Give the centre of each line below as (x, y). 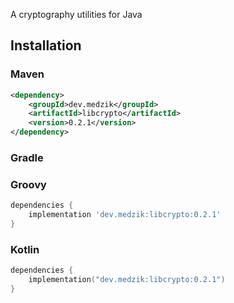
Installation (46, 45)
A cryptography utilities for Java (76, 14)
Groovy (28, 184)
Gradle (27, 157)
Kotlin (25, 249)
